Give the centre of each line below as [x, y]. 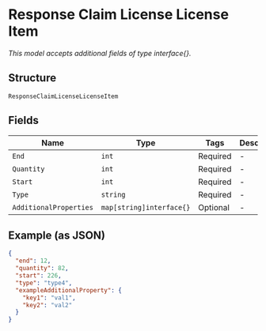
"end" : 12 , [33, 261]
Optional [213, 207]
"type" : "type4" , [44, 283]
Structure [32, 78]
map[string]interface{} [146, 207]
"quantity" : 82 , [42, 269]
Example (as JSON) [57, 235]
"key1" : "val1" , [49, 298]
